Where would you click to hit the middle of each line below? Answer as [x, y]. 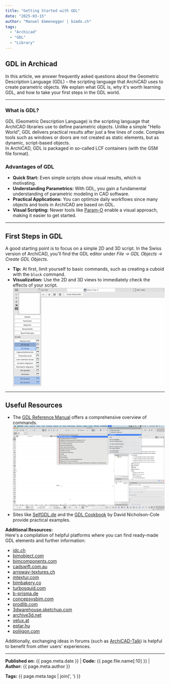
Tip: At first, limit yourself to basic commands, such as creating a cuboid [88, 269]
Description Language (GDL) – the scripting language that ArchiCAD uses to [84, 82]
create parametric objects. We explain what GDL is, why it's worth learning [83, 87]
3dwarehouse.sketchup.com [42, 609]
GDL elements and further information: [46, 541]
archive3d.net [27, 615]
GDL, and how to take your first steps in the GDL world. [63, 92]
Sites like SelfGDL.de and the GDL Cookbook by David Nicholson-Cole [86, 514]
